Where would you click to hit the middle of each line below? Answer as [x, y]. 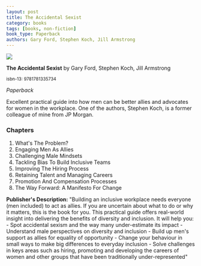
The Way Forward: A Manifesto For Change [68, 188]
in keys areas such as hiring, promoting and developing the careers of [93, 250]
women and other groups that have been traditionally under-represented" [97, 257]
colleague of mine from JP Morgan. [50, 114]
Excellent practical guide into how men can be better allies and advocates [97, 102]
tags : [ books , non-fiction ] [41, 29]
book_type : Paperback [33, 34]
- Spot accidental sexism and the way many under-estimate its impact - [94, 225]
